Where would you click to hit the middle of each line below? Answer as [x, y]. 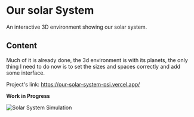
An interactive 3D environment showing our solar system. [77, 27]
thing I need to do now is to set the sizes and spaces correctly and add [93, 66]
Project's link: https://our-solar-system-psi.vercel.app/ [73, 84]
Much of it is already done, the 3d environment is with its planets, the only [97, 60]
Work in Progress [28, 96]
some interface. [25, 73]
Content [22, 46]
